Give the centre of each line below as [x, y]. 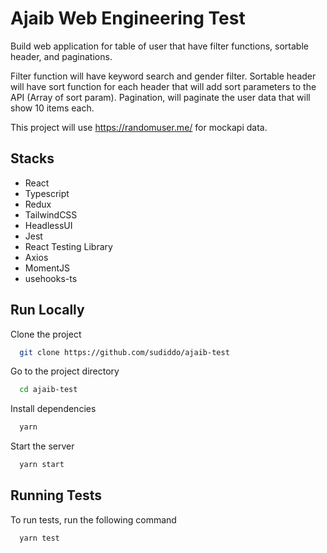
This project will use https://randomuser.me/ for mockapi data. [139, 127]
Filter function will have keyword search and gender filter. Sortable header [163, 76]
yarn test [39, 538]
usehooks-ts [51, 278]
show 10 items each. [52, 108]
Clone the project [46, 334]
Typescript [47, 193]
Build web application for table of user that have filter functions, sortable [159, 46]
